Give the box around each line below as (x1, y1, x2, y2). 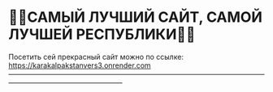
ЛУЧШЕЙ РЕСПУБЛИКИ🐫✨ (8, 25, 196, 44)
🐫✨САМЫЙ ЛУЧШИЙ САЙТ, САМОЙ (8, 8, 262, 27)
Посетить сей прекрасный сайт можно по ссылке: (8, 52, 184, 61)
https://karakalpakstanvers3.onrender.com (8, 61, 152, 70)
